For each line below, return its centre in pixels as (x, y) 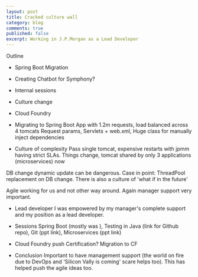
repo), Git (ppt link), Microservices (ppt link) (68, 232)
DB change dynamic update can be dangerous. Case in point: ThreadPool (96, 173)
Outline (15, 56)
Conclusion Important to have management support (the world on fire (99, 255)
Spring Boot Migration (41, 67)
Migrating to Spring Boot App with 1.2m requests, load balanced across (101, 125)
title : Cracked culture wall (42, 17)
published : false (27, 34)
